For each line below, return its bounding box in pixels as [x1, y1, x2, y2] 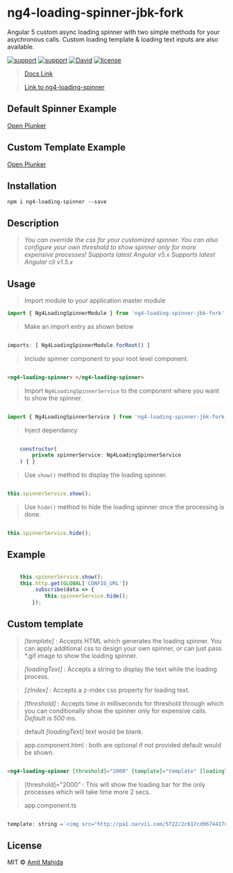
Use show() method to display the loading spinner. [24, 471, 168, 480]
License [7, 840, 42, 851]
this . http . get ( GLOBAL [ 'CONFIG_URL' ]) [19, 579, 129, 587]
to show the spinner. [24, 393, 83, 402]
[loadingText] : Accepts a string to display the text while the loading [24, 665, 217, 673]
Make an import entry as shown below [24, 322, 134, 330]
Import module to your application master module [24, 296, 166, 305]
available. [7, 42, 35, 51]
